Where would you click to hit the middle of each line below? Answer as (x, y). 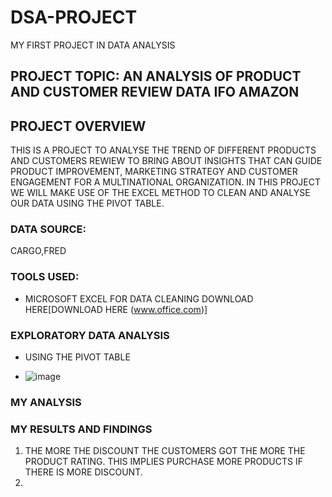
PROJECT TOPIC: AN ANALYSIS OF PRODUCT (156, 76)
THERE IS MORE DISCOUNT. (83, 472)
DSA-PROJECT (74, 17)
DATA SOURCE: (48, 229)
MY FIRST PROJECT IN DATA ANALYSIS (93, 45)
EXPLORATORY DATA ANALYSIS (90, 335)
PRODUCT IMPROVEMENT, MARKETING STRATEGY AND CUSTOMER (154, 172)
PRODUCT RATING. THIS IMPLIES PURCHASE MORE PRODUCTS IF (163, 462)
